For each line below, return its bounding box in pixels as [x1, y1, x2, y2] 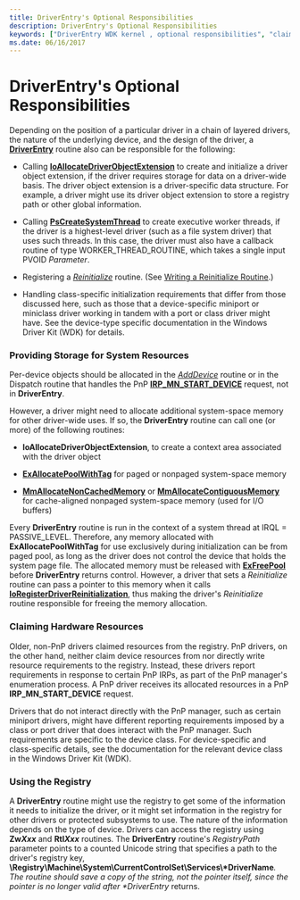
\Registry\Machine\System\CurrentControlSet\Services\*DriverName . [9, 862, 277, 873]
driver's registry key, [9, 853, 85, 863]
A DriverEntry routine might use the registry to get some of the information [9, 796, 286, 806]
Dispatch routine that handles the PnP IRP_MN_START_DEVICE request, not [9, 379, 288, 389]
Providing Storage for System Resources [9, 349, 189, 362]
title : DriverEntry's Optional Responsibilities [9, 12, 194, 22]
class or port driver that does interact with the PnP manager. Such [9, 724, 253, 735]
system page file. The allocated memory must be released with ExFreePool [9, 560, 286, 571]
